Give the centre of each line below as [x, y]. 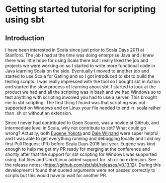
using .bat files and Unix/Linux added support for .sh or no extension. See [81, 159]
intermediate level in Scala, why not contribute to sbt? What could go [76, 128]
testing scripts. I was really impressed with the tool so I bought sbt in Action [83, 81]
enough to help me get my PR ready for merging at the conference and [78, 149]
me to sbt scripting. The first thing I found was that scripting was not [75, 102]
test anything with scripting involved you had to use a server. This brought [81, 97]
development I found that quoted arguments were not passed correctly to [80, 170]
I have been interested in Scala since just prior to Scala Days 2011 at [75, 50]
